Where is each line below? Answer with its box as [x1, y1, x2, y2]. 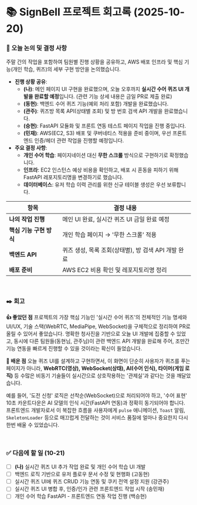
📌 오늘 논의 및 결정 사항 [6, 44, 67, 52]
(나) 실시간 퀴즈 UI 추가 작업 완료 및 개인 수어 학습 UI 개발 [14, 463, 146, 470]
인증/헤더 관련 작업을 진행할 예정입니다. [34, 137, 124, 144]
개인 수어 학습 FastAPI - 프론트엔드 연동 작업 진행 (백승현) [14, 493, 147, 500]
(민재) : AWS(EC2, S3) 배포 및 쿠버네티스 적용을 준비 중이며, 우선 [23, 130, 171, 137]
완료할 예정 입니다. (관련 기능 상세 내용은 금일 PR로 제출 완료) [34, 93, 172, 100]
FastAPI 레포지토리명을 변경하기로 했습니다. [23, 174, 124, 181]
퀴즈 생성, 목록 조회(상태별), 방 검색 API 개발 [62, 246, 177, 255]
